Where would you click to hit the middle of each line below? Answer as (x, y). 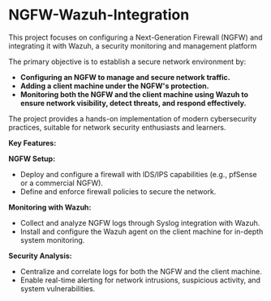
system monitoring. (52, 240)
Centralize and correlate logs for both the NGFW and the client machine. (141, 271)
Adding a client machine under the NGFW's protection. (114, 86)
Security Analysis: (41, 256)
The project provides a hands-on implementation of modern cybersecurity (133, 118)
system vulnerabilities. (58, 288)
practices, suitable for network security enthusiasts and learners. (117, 127)
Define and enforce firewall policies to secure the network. (118, 191)
